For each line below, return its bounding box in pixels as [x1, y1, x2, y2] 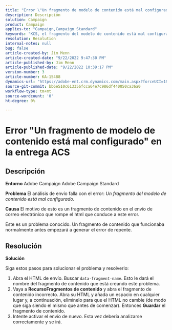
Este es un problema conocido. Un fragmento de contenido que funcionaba [5, 221, 165, 227]
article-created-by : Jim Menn [5, 50, 70, 55]
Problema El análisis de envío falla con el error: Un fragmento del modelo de [5, 190, 166, 197]
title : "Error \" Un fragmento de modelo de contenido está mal [5, 7, 143, 13]
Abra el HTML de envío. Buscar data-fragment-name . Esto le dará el [12, 275, 154, 281]
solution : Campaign [5, 17, 47, 22]
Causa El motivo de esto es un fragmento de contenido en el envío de [5, 206, 153, 212]
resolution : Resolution [5, 36, 56, 42]
